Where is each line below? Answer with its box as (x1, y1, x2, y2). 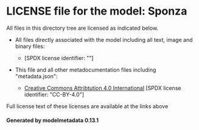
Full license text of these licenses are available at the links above (6, 102, 169, 110)
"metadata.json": (15, 72, 58, 80)
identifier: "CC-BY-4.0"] (24, 91, 85, 98)
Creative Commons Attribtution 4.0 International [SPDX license (24, 84, 181, 92)
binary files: (15, 43, 45, 50)
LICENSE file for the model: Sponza (6, 4, 187, 18)
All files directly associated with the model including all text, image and (15, 36, 193, 43)
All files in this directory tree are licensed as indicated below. (6, 24, 159, 32)
